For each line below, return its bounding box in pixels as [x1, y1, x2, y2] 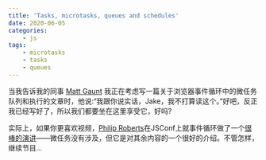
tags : [8, 41, 26, 49]
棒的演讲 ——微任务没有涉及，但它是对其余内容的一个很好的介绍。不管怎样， [8, 133, 259, 142]
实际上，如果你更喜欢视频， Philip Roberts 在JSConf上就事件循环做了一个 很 [8, 123, 253, 132]
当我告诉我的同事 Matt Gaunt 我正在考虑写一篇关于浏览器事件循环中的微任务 [8, 86, 257, 96]
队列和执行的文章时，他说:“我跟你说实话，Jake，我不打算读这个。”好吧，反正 [8, 96, 258, 106]
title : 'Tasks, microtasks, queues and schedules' [8, 11, 179, 20]
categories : [8, 26, 48, 34]
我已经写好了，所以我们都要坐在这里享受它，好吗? [8, 106, 172, 115]
